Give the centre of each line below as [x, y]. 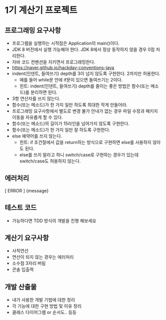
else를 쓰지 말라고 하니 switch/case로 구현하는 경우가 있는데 [79, 155]
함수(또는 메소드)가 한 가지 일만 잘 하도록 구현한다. [61, 130]
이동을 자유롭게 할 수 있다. [37, 117]
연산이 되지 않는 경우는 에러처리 [43, 257]
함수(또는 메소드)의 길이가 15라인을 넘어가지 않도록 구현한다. [71, 123]
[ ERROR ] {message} [27, 190]
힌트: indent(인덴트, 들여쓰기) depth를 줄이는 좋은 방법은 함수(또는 [85, 86]
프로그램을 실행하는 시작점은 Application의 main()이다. [66, 43]
